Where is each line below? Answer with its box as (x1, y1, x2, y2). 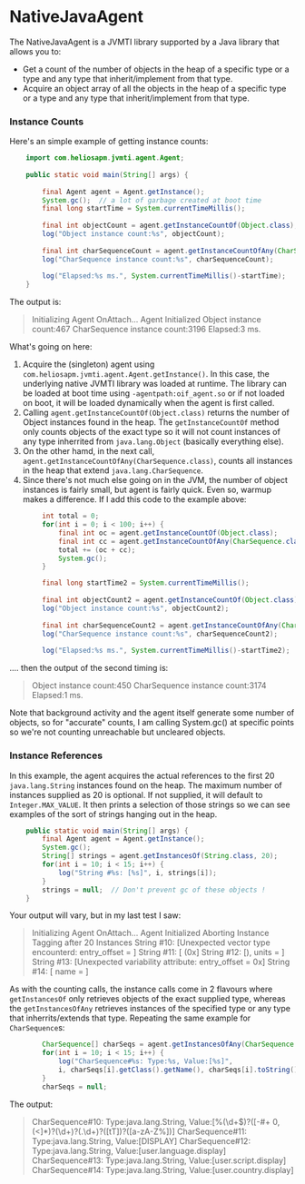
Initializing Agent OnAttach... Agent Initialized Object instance (31, 314, 261, 325)
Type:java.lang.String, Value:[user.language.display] (31, 1145, 227, 1156)
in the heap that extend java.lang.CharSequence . (22, 465, 204, 476)
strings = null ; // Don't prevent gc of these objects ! (42, 885, 266, 894)
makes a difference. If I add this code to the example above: (22, 494, 247, 505)
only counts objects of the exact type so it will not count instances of (22, 427, 281, 438)
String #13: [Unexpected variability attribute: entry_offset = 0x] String (31, 956, 290, 968)
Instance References (9, 749, 103, 762)
